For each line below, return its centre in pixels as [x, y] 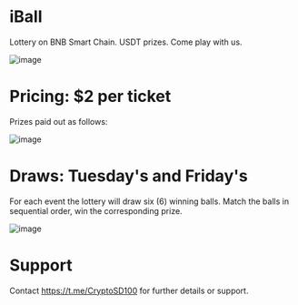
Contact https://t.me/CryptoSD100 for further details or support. [129, 290]
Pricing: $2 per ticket [90, 97]
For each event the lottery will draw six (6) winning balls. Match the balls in [149, 201]
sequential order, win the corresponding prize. [96, 210]
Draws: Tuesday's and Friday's [129, 176]
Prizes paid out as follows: [59, 121]
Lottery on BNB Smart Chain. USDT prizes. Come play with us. [126, 42]
